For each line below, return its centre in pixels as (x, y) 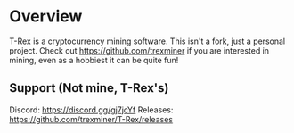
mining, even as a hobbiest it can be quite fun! (94, 60)
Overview (46, 17)
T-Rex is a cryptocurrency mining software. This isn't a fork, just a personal (147, 41)
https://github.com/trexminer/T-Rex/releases (91, 119)
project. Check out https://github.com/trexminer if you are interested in (139, 50)
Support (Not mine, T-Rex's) (89, 88)
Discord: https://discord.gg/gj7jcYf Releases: (91, 110)
